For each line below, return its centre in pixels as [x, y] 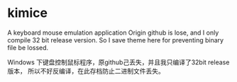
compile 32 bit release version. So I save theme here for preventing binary [116, 40]
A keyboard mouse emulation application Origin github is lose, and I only [113, 33]
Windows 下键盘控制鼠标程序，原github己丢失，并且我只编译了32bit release [118, 62]
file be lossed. [28, 47]
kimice [28, 13]
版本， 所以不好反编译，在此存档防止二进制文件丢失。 [86, 71]
